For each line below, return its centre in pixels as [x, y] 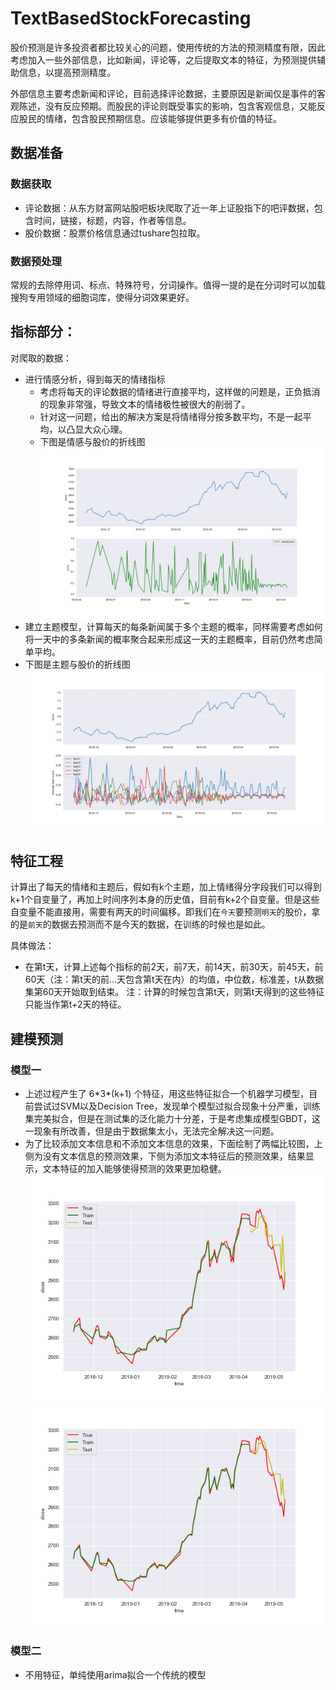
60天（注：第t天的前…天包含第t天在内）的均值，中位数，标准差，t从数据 [174, 979]
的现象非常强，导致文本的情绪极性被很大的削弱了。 [145, 404]
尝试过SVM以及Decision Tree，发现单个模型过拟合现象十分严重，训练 [177, 1106]
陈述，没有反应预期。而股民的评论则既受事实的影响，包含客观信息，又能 [167, 106]
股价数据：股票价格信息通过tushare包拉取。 [115, 233]
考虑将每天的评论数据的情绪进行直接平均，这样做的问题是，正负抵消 [180, 391]
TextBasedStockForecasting [131, 18]
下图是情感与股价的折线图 [92, 441]
